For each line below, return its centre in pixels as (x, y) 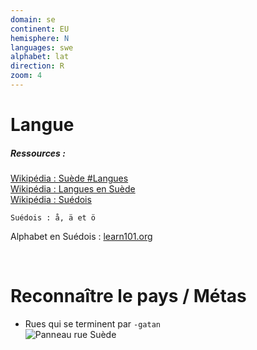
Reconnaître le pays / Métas (128, 296)
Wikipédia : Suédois (51, 200)
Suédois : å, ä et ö (53, 218)
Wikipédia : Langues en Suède (73, 189)
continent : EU (40, 29)
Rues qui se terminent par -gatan (92, 323)
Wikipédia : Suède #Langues (69, 178)
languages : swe (42, 47)
